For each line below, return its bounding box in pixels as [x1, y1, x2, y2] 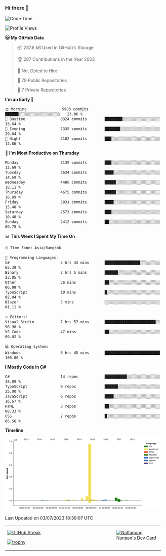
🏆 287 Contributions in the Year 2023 [17, 56, 95, 62]
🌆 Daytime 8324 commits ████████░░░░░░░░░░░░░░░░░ [5, 117, 161, 122]
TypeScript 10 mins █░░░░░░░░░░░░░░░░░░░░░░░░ [5, 290, 161, 295]
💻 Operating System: [5, 344, 49, 349]
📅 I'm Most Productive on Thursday [5, 150, 80, 156]
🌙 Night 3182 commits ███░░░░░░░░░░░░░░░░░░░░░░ [5, 136, 161, 141]
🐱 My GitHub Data [5, 35, 44, 41]
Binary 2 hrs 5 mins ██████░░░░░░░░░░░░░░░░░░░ [5, 270, 161, 275]
